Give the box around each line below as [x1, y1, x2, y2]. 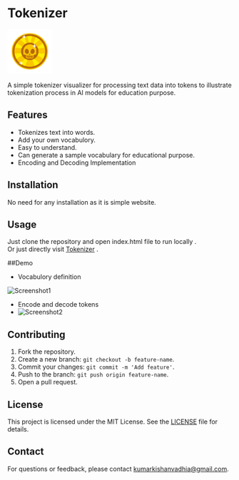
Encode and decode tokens [17, 300, 99, 309]
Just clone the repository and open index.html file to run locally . [7, 238, 197, 246]
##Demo [7, 259, 34, 267]
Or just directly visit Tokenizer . [7, 245, 98, 254]
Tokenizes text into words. [17, 128, 96, 136]
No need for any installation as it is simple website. [7, 198, 157, 206]
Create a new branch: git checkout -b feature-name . [17, 355, 175, 364]
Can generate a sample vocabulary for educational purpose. [17, 150, 195, 159]
